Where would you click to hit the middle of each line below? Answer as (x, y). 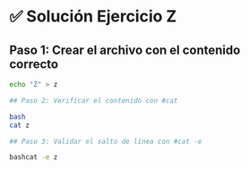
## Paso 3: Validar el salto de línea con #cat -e (106, 141)
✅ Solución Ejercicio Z (93, 17)
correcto (34, 64)
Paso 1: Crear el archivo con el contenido (125, 50)
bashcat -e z (34, 157)
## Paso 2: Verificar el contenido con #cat (94, 100)
